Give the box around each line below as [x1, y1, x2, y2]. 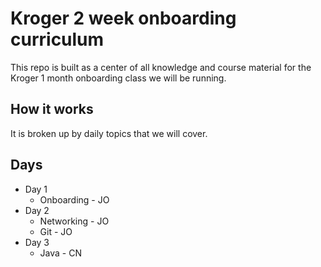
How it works [10, 101, 94, 118]
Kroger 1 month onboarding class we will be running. [10, 72, 227, 84]
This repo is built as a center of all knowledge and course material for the [10, 61, 312, 73]
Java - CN [39, 247, 82, 259]
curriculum [10, 28, 105, 51]
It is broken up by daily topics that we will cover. [10, 127, 208, 139]
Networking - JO [39, 215, 110, 227]
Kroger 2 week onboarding [10, 7, 237, 30]
